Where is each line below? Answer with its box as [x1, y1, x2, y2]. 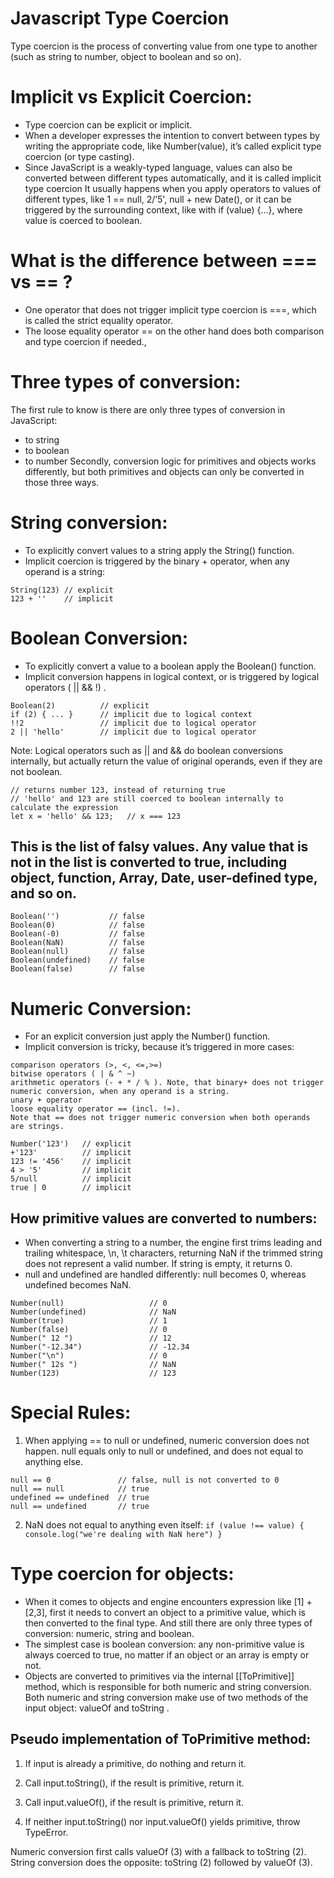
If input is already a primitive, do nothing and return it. [24, 1757, 247, 1769]
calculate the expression [10, 802, 118, 812]
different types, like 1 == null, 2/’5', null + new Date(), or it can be [24, 193, 292, 205]
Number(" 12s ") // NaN [10, 1360, 177, 1370]
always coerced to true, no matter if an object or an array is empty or [24, 1649, 310, 1661]
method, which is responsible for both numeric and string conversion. [24, 1681, 312, 1693]
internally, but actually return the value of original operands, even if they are [10, 755, 323, 767]
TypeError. [24, 1826, 69, 1838]
